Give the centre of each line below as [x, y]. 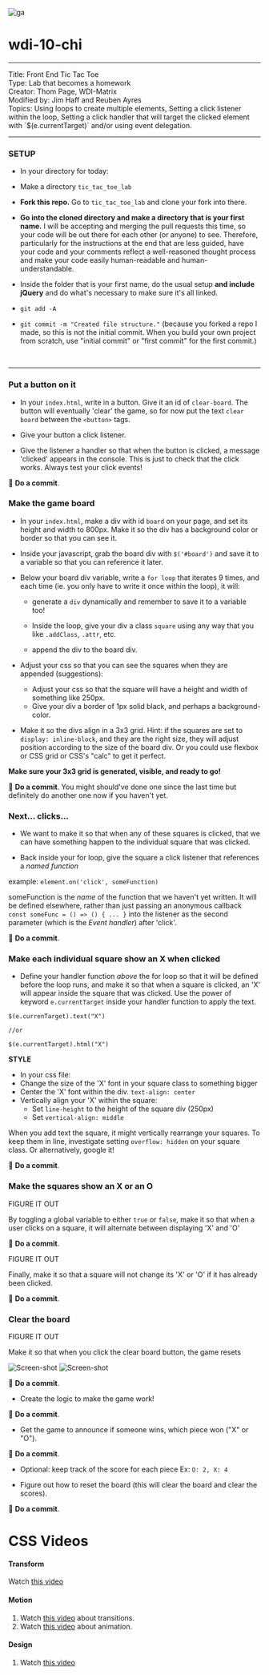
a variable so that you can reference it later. [92, 562]
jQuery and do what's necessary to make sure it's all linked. [119, 293]
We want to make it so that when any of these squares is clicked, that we [140, 834]
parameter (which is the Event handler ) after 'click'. [93, 923]
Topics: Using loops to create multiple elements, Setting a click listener [125, 108]
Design [20, 1645]
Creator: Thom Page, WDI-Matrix [63, 91]
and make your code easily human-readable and [100, 260]
